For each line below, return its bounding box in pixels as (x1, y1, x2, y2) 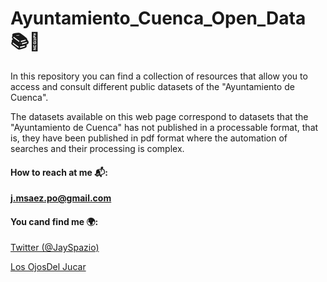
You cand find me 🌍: (10, 215, 99, 227)
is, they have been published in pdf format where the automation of (10, 132, 288, 144)
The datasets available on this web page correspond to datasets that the (10, 110, 309, 122)
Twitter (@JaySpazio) (10, 242, 100, 254)
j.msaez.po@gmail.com (10, 192, 112, 204)
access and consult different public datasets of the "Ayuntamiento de (10, 80, 295, 92)
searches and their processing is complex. (10, 142, 185, 154)
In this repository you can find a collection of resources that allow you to (10, 70, 308, 82)
